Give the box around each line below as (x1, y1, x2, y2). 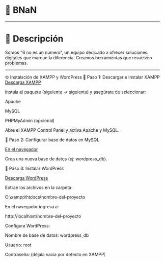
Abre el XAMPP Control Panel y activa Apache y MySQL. (5, 127, 119, 133)
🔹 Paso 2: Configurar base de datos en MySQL (5, 137, 100, 143)
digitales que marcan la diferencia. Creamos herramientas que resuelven (5, 54, 152, 61)
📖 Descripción (5, 33, 64, 44)
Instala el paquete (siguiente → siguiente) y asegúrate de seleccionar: (5, 89, 146, 95)
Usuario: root (5, 242, 32, 248)
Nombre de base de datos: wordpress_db (5, 232, 89, 238)
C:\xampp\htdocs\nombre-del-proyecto (5, 194, 85, 200)
